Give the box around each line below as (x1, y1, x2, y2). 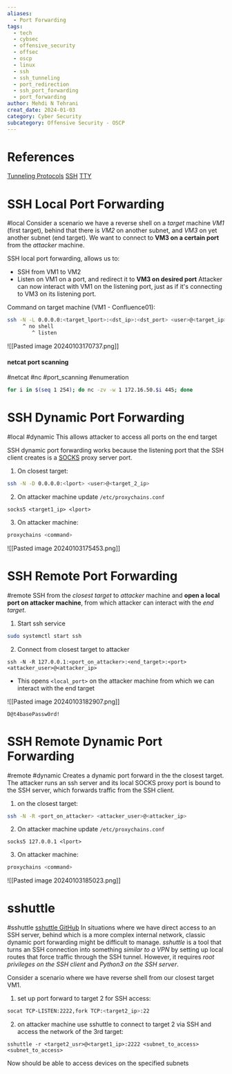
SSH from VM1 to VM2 (17, 267, 81, 276)
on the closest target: (17, 799, 78, 807)
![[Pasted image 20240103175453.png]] (7, 544, 121, 552)
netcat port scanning (7, 357, 69, 366)
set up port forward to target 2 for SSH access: (17, 995, 151, 1003)
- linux (13, 62, 36, 68)
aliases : (7, 10, 32, 17)
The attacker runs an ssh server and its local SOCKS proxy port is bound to (7, 778, 221, 786)
